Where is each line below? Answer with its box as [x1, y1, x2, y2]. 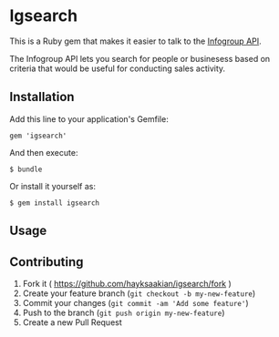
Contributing [9, 254, 84, 270]
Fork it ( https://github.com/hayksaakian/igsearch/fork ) [22, 278, 232, 289]
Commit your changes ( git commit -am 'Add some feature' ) [22, 297, 249, 308]
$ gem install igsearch [9, 198, 100, 208]
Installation [9, 89, 75, 105]
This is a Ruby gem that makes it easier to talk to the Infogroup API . [9, 36, 262, 46]
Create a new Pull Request [22, 316, 123, 328]
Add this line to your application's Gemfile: [9, 113, 169, 124]
